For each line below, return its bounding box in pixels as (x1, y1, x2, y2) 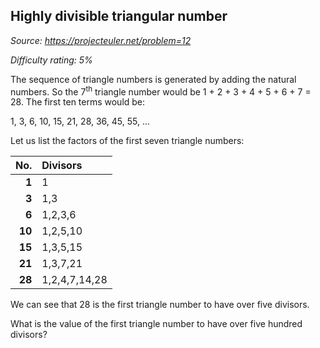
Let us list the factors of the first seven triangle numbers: (10, 135, 245, 147)
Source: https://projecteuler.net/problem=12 (10, 34, 192, 46)
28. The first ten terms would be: (10, 96, 146, 108)
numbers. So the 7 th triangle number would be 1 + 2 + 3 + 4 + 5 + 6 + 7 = (10, 84, 312, 98)
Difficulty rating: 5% (10, 54, 93, 66)
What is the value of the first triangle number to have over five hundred (10, 318, 303, 330)
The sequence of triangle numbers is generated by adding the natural (10, 73, 297, 85)
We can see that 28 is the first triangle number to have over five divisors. (10, 299, 310, 311)
